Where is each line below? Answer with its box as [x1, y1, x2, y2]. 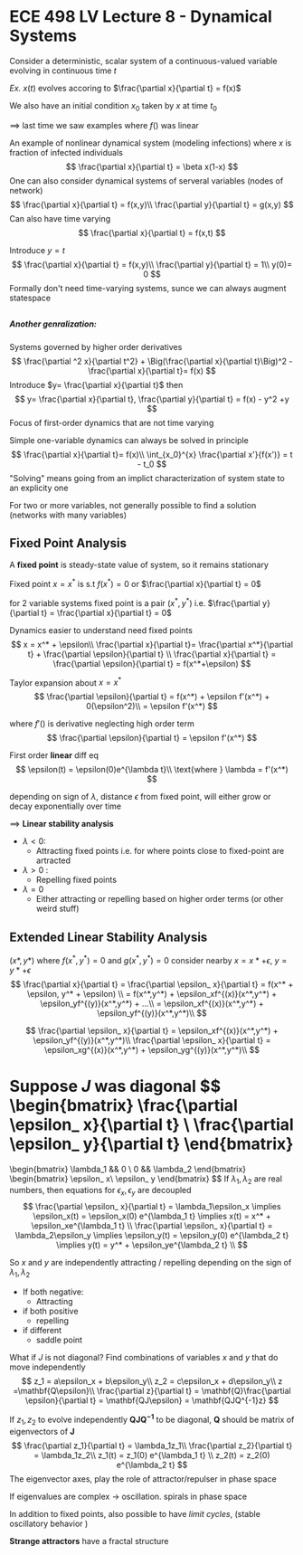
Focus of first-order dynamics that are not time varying [9, 417, 214, 428]
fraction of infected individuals [9, 147, 124, 157]
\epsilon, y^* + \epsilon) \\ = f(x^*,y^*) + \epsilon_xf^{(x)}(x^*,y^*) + [26, 988, 278, 999]
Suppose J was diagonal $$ [9, 1076, 222, 1096]
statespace [9, 292, 52, 303]
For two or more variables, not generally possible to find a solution [9, 499, 257, 510]
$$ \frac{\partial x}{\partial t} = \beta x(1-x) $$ [65, 161, 239, 172]
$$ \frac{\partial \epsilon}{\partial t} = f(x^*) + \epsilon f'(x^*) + [33, 691, 270, 702]
